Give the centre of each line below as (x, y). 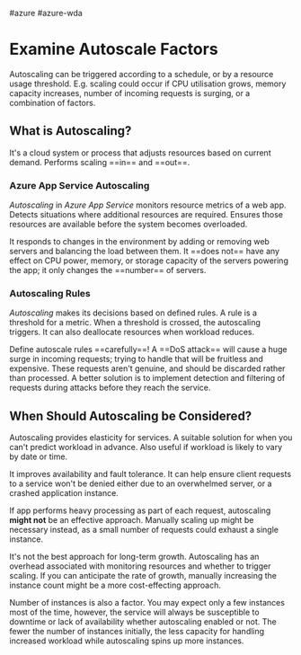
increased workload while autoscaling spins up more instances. (127, 641)
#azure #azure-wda (46, 13)
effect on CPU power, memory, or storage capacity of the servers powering (149, 261)
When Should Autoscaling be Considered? (131, 416)
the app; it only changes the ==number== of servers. (108, 270)
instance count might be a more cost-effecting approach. (115, 585)
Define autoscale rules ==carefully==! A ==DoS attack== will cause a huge (148, 350)
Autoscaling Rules (50, 293)
